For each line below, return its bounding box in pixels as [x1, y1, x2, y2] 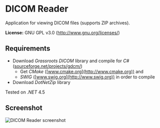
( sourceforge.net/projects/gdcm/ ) [12, 63, 83, 69]
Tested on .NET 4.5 [5, 89, 45, 95]
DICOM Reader [5, 3, 69, 15]
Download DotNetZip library [12, 79, 70, 85]
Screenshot [5, 104, 43, 112]
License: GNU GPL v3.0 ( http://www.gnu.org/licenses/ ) [5, 29, 120, 35]
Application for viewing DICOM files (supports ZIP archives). [5, 20, 130, 26]
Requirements [5, 44, 50, 53]
